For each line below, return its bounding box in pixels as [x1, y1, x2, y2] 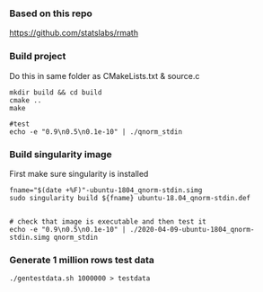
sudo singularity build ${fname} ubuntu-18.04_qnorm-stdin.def [9, 193, 251, 202]
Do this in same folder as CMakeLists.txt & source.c [9, 70, 200, 81]
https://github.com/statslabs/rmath [9, 28, 139, 39]
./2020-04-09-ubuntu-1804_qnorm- [129, 225, 255, 234]
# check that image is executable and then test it [9, 217, 206, 226]
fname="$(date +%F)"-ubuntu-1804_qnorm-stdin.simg [9, 185, 203, 195]
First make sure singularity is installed [9, 168, 149, 179]
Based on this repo [9, 7, 92, 20]
